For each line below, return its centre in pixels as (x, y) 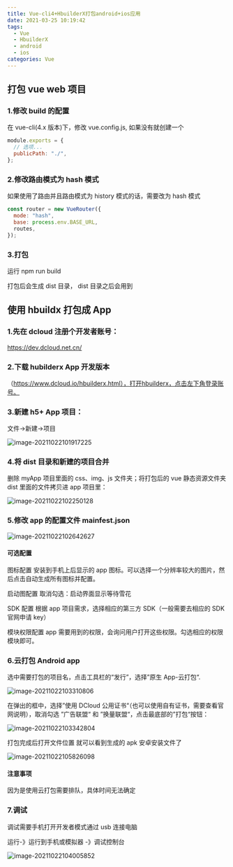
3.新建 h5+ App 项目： (45, 412)
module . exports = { (36, 141)
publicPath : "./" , (40, 154)
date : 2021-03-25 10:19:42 (46, 20)
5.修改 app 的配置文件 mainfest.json (69, 520)
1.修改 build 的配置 (38, 111)
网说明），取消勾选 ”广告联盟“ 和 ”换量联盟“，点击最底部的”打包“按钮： (108, 715)
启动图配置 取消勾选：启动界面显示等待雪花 (69, 593)
